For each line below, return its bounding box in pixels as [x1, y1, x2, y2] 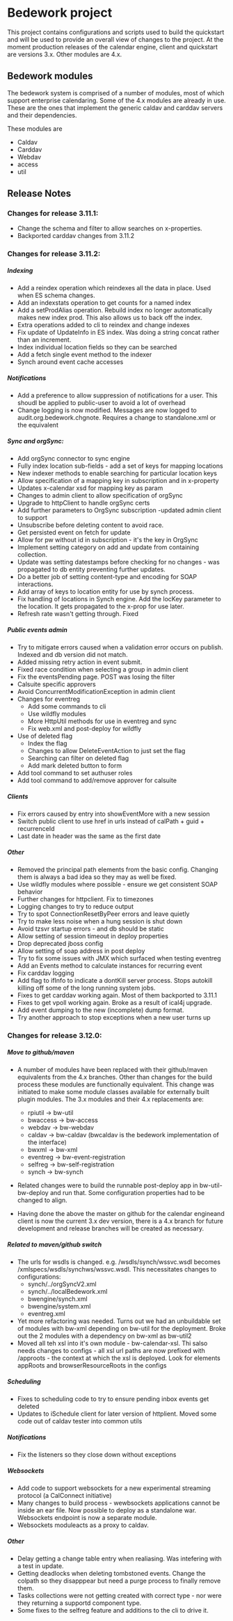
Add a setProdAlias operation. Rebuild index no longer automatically [17, 306, 213, 315]
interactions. [17, 580, 54, 589]
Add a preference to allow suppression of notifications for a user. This [17, 391, 218, 400]
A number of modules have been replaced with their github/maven [17, 1066, 208, 1074]
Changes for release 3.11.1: [7, 209, 99, 219]
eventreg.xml [27, 1310, 66, 1318]
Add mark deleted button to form [27, 761, 122, 770]
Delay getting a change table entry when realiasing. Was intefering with [17, 1554, 223, 1563]
